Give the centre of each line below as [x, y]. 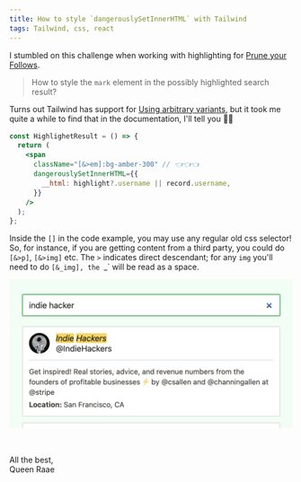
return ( [34, 145]
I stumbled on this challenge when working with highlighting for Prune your [148, 55]
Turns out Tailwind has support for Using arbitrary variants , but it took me [145, 109]
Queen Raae [32, 469]
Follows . [25, 65]
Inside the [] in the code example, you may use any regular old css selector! [150, 239]
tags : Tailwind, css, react [62, 28]
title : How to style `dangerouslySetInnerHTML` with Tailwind [128, 19]
